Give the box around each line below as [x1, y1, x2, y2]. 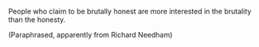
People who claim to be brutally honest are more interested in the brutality [8, 7, 252, 16]
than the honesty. [8, 15, 66, 24]
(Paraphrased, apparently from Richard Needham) [8, 31, 173, 39]
